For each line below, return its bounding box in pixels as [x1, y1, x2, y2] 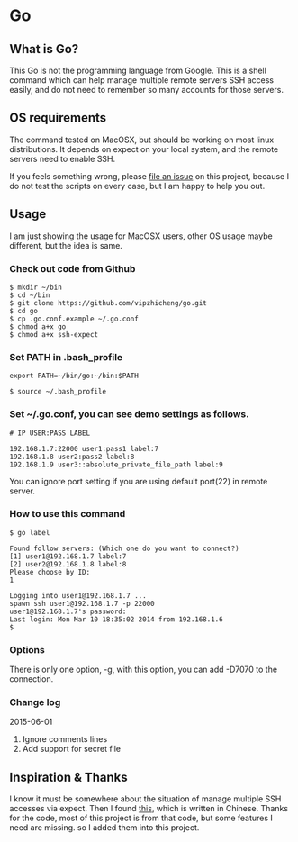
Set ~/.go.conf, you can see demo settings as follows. [9, 408, 249, 421]
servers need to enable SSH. [9, 153, 116, 164]
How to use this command [9, 508, 126, 521]
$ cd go [9, 306, 39, 315]
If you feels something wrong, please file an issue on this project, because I [9, 170, 290, 181]
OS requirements [9, 110, 107, 126]
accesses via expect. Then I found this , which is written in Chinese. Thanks [9, 803, 289, 814]
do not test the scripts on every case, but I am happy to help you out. [9, 180, 266, 191]
